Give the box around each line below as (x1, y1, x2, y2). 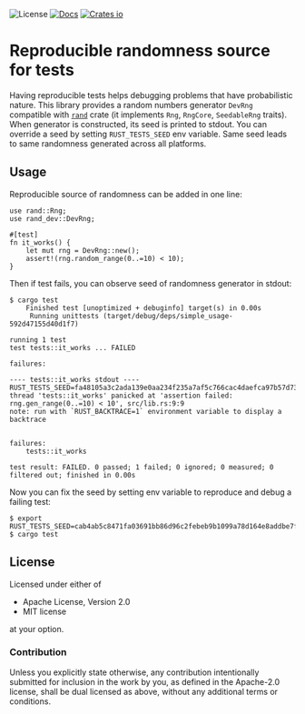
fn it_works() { (9, 237, 71, 247)
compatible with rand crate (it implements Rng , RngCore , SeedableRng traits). (9, 109, 288, 120)
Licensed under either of (9, 578, 102, 589)
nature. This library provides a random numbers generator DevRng (9, 99, 253, 110)
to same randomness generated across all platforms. (9, 137, 207, 149)
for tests (9, 60, 74, 81)
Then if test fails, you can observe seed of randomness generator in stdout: (9, 277, 292, 288)
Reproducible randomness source (9, 41, 271, 61)
